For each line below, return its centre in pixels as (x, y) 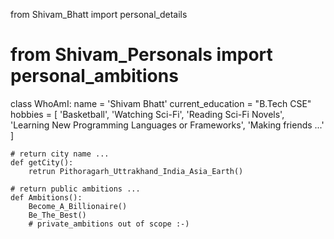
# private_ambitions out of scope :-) (109, 224)
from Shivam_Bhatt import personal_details (99, 14)
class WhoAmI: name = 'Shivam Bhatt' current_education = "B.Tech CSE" (161, 103)
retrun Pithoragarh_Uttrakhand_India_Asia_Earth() (136, 171)
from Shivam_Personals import (141, 55)
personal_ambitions (94, 76)
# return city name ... (60, 154)
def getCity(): (42, 162)
